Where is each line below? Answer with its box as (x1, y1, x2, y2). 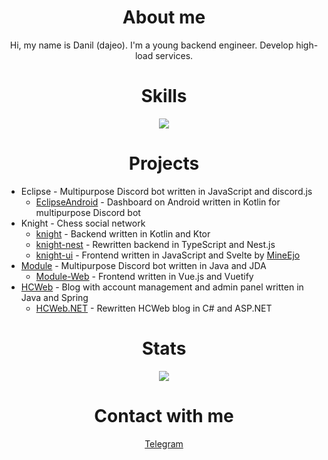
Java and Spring (20, 291, 89, 303)
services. (155, 49, 194, 61)
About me (122, 6, 206, 29)
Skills (140, 85, 188, 108)
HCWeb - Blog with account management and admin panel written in (20, 281, 304, 293)
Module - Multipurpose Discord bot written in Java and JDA (20, 259, 267, 271)
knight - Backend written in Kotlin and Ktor (35, 227, 211, 240)
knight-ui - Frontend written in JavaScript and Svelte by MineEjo (35, 249, 301, 261)
